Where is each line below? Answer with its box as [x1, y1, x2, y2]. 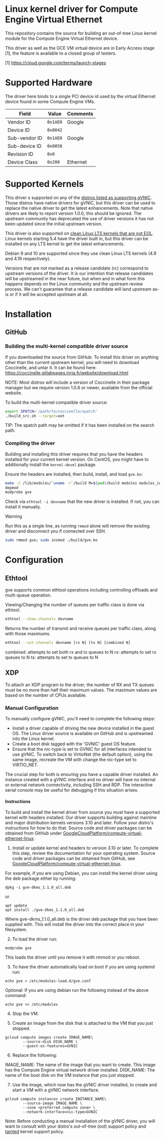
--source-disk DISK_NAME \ [23, 1039, 78, 1044]
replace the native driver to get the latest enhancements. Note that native [5, 205, 153, 211]
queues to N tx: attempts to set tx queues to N [5, 654, 98, 660]
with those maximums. [5, 631, 51, 636]
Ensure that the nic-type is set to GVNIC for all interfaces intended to [12, 746, 152, 752]
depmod [5, 485, 19, 490]
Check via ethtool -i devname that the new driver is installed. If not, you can [5, 499, 160, 504]
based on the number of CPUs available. [5, 692, 87, 698]
